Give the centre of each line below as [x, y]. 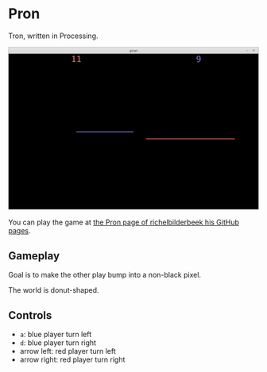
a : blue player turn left [56, 335]
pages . [19, 231]
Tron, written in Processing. [53, 36]
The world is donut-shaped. [54, 290]
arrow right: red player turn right [72, 360]
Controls [30, 315]
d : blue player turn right [58, 343]
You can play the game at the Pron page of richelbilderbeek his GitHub [124, 222]
